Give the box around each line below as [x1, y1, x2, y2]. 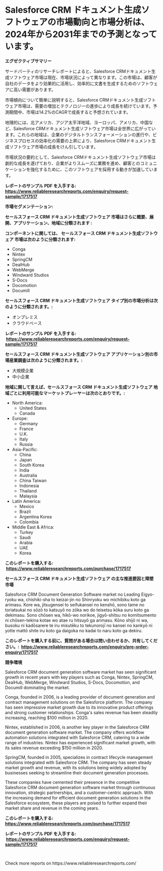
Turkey [19, 529, 33, 535]
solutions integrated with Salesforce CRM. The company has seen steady [5, 759, 152, 765]
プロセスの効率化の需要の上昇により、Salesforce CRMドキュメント [17, 137, 152, 144]
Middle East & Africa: [12, 524, 54, 530]
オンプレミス [12, 314, 38, 320]
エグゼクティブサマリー [5, 58, 52, 64]
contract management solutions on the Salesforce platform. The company [5, 699, 153, 705]
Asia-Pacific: [12, 446, 38, 452]
